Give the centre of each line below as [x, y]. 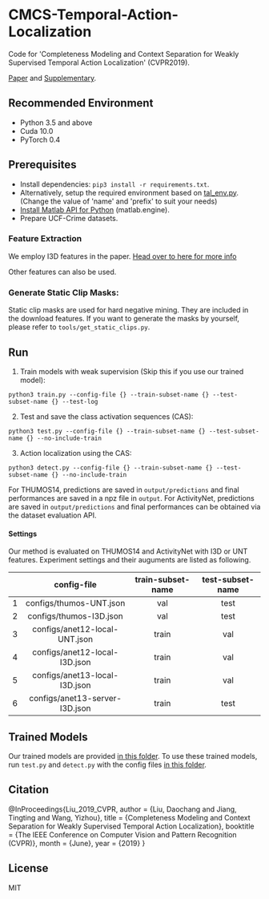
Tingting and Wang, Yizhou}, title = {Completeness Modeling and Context [129, 817]
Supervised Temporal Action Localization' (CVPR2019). [99, 62]
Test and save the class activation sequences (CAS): [106, 416]
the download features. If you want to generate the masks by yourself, [124, 319]
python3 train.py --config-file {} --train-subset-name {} [109, 394]
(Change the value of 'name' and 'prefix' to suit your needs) [118, 201]
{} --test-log [74, 401]
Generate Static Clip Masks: [64, 292]
